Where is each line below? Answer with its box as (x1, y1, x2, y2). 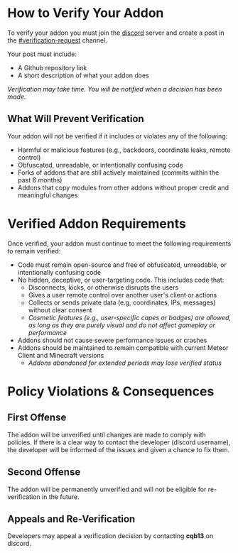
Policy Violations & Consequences (7, 383, 215, 399)
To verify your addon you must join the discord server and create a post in (7, 28, 225, 37)
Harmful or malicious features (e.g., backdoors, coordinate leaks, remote (17, 146, 231, 154)
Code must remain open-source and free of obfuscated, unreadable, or (17, 261, 227, 269)
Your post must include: (7, 50, 77, 58)
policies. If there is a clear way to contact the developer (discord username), (7, 438, 231, 447)
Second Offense (7, 466, 81, 478)
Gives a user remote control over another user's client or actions (28, 290, 217, 299)
